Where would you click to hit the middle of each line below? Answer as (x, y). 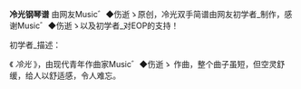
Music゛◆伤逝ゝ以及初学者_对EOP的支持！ (98, 25)
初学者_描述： (35, 45)
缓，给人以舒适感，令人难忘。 (65, 75)
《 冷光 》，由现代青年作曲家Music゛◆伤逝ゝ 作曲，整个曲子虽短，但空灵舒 (147, 64)
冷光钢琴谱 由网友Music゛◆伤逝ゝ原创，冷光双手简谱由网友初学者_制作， (147, 14)
